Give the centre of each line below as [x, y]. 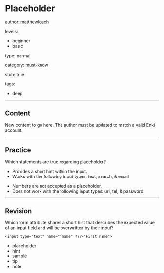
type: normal [18, 55]
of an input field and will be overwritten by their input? [59, 228]
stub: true [15, 74]
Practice [18, 150]
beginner [21, 41]
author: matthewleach [27, 22]
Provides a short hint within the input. [50, 171]
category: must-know [27, 65]
